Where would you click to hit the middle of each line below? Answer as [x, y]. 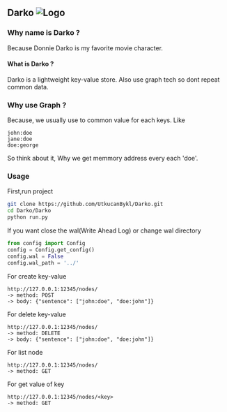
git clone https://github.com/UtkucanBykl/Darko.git [85, 204]
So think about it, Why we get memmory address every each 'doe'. [103, 159]
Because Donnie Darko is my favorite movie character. [85, 48]
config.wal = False [36, 256]
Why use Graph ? [37, 105]
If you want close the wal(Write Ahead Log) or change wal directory [104, 230]
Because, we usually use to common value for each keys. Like [96, 120]
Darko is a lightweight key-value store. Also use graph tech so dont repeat [113, 79]
